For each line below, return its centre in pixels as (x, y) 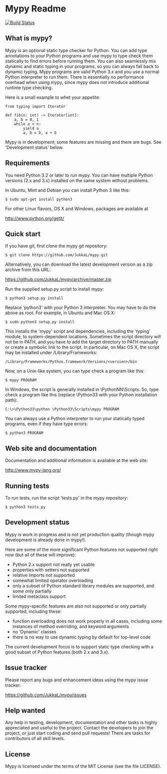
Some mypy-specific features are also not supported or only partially (76, 606)
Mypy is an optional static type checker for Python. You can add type (76, 50)
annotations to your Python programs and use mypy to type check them (79, 56)
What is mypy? (29, 38)
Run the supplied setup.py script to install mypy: (55, 289)
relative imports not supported (43, 575)
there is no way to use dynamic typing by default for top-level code (82, 637)
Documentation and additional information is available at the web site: (77, 460)
